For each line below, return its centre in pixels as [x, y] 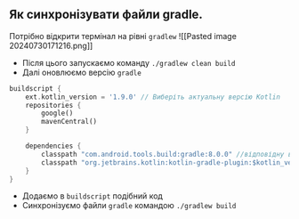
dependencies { [53, 146]
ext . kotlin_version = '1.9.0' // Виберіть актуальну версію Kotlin [153, 97]
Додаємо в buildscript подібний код [92, 196]
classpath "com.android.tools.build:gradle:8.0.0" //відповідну [163, 154]
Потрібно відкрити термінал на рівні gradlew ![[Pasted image [123, 36]
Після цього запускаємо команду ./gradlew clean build [129, 62]
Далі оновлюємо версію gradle [82, 72]
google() [57, 114]
